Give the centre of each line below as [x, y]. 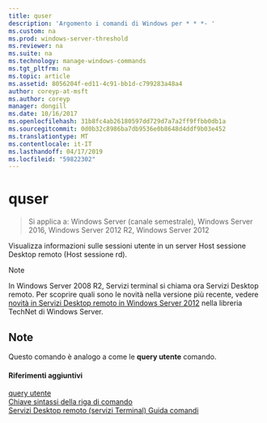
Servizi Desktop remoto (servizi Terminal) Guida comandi [104, 411]
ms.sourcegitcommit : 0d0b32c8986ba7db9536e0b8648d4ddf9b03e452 [117, 129]
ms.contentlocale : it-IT [50, 144]
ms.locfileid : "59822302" [52, 159]
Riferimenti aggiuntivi [46, 375]
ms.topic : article [39, 76]
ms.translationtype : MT [49, 136]
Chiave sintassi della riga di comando [71, 402]
